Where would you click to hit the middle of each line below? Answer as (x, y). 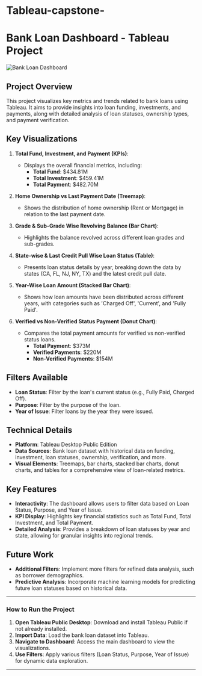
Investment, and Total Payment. (54, 523)
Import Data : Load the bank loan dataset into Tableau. (82, 635)
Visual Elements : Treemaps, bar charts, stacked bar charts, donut (97, 464)
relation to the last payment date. (65, 214)
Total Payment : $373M (62, 346)
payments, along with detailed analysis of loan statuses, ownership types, (98, 113)
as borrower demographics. (49, 575)
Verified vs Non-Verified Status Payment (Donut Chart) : (86, 321)
